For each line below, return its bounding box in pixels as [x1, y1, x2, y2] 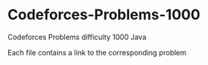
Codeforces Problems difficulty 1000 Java [7, 32, 147, 42]
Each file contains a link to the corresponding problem [7, 47, 186, 57]
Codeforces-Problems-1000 [7, 6, 201, 24]
